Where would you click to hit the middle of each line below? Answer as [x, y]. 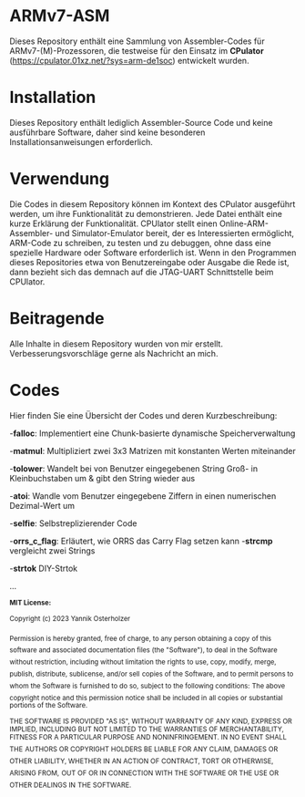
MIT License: [30, 603]
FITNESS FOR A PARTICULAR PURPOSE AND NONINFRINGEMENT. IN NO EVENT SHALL [148, 738]
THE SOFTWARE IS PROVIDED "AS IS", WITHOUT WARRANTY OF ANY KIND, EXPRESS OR [151, 721]
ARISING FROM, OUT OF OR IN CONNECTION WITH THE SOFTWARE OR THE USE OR [144, 773]
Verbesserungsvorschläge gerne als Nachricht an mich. [114, 353]
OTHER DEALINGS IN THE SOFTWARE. [71, 785]
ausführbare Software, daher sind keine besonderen [107, 132]
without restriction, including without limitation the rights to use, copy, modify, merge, [143, 662]
